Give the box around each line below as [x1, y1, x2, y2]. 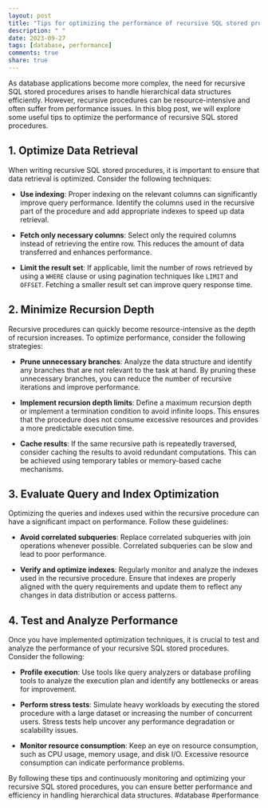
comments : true [8, 49, 59, 57]
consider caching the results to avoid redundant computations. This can [19, 447, 257, 457]
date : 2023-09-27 [8, 34, 66, 42]
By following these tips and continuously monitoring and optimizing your [8, 774, 246, 783]
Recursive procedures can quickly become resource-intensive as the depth [8, 324, 256, 334]
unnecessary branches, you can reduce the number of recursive [19, 374, 232, 383]
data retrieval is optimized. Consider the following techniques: [8, 174, 212, 183]
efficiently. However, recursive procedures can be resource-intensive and [8, 95, 250, 105]
